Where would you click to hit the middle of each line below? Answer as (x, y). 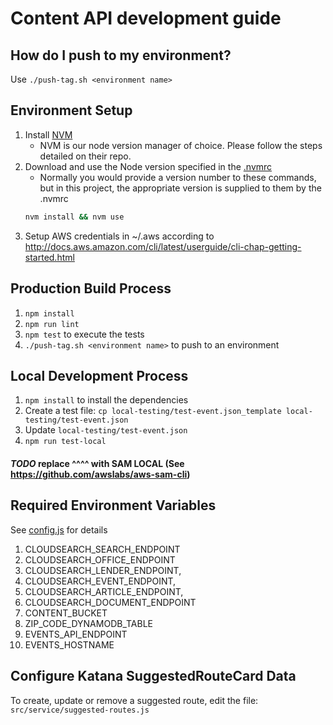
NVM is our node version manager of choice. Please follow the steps (181, 145)
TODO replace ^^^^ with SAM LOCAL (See (97, 463)
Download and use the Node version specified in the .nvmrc (148, 166)
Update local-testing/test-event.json (106, 430)
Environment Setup (71, 110)
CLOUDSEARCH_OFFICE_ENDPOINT (100, 559)
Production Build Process (91, 288)
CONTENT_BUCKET (66, 613)
